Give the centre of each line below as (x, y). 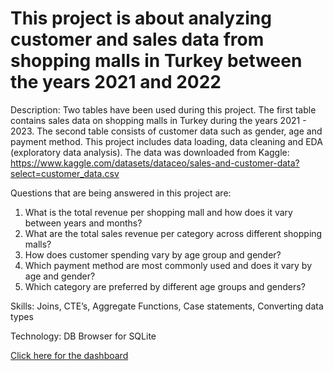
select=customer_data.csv (65, 173)
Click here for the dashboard (69, 355)
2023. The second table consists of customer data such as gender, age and (166, 131)
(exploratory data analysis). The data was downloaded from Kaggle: (150, 152)
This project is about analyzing (141, 18)
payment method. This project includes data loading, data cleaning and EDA (166, 141)
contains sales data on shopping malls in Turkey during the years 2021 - (158, 120)
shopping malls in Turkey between (156, 61)
